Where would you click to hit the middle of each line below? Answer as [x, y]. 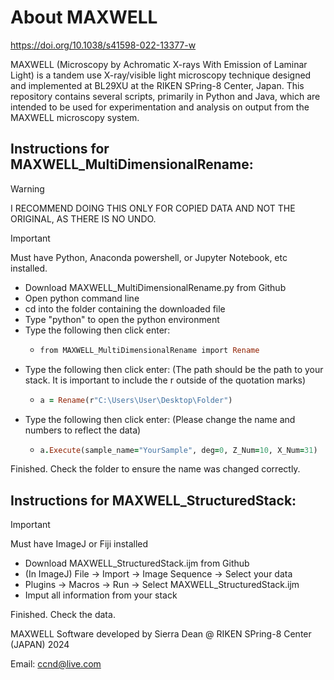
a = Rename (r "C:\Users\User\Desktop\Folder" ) [136, 400]
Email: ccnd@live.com [56, 664]
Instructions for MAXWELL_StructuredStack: [153, 500]
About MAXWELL [84, 17]
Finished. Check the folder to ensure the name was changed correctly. [155, 469]
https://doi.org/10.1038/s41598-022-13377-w [103, 45]
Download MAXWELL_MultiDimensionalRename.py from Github [155, 287]
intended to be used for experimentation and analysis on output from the [160, 107]
